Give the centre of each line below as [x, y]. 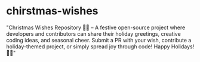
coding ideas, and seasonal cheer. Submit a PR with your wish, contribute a [99, 40]
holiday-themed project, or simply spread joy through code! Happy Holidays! [100, 46]
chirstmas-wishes [52, 11]
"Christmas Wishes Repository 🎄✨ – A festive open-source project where [96, 27]
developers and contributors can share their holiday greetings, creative [93, 33]
